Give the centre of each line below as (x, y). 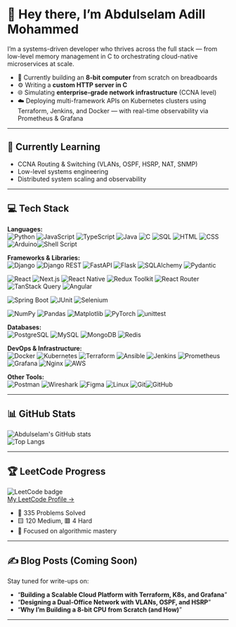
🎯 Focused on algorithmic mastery (67, 531)
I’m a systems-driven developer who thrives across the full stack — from (112, 49)
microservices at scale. (41, 63)
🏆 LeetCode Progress (57, 471)
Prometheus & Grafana (50, 118)
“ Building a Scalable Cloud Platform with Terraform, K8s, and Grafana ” (122, 595)
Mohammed (43, 29)
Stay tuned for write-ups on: (48, 581)
